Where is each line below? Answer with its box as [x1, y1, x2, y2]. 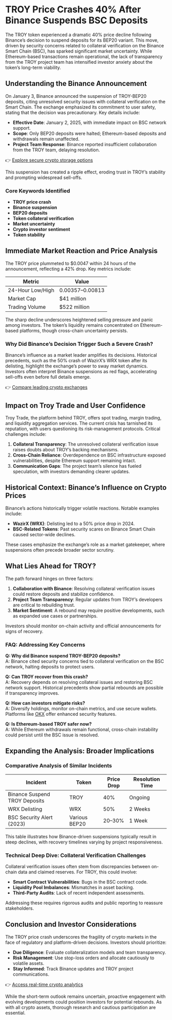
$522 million [59, 303, 90, 310]
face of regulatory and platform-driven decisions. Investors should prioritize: [5, 939, 167, 945]
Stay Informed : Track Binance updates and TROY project [12, 965, 134, 972]
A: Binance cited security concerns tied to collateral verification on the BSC [5, 658, 164, 664]
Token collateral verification [12, 215, 74, 222]
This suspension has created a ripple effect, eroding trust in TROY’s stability [5, 169, 165, 175]
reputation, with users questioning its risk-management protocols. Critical [5, 426, 160, 432]
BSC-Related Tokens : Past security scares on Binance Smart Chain [12, 526, 156, 532]
